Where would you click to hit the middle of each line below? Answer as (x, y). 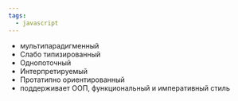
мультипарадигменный (59, 45)
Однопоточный (45, 62)
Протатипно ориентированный (72, 80)
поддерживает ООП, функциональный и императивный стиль (125, 87)
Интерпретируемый (54, 71)
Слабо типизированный (60, 54)
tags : (17, 16)
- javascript (37, 23)
